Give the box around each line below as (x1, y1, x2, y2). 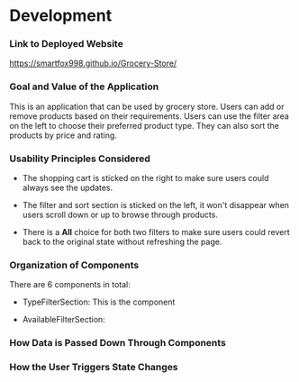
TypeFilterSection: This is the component (22, 296, 176, 307)
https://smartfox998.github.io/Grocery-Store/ (9, 58, 177, 68)
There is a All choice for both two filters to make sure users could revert (22, 227, 290, 238)
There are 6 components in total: (9, 279, 131, 290)
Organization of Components (9, 259, 140, 271)
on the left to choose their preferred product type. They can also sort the (9, 120, 279, 131)
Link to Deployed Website (9, 38, 123, 50)
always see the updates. (22, 182, 113, 194)
